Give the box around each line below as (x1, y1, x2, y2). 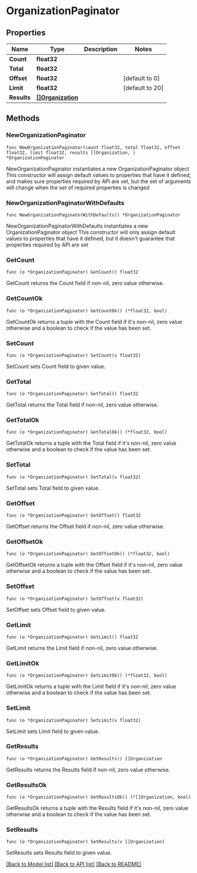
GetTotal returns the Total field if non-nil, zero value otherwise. (6, 401, 159, 408)
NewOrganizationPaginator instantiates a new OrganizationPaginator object (6, 165, 190, 172)
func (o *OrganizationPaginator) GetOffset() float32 (6, 513, 142, 518)
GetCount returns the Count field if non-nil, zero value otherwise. (6, 280, 164, 287)
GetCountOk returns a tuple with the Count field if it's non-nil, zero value (6, 318, 183, 325)
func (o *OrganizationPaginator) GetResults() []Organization (6, 756, 162, 762)
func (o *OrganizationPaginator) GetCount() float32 (6, 270, 139, 275)
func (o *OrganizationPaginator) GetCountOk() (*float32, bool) (6, 308, 168, 314)
